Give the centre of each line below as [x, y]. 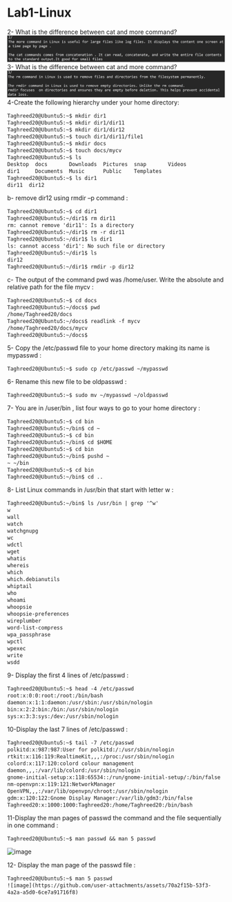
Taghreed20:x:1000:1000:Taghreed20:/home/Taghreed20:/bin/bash [100, 805]
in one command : [33, 825]
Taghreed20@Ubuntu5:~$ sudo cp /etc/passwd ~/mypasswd [88, 369]
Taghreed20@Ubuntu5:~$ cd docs [52, 300]
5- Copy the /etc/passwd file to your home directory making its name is [109, 348]
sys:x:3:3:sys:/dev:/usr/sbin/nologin [63, 716]
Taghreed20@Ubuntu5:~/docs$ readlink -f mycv [74, 321]
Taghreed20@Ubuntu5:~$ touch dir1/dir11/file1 [75, 136]
